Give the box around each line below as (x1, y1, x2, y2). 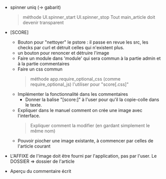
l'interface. (17, 113, 40, 119)
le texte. (25, 102, 42, 108)
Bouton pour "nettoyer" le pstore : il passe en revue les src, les (17, 39, 148, 45)
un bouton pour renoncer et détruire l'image (17, 50, 110, 56)
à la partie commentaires (17, 61, 70, 66)
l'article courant (17, 143, 51, 149)
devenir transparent (22, 20, 64, 25)
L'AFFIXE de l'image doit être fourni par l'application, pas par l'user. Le (10, 153, 157, 159)
